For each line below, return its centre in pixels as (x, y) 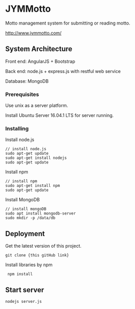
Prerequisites (22, 94)
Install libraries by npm (29, 265)
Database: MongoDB (27, 81)
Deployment (25, 234)
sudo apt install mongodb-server (41, 213)
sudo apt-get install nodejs (36, 158)
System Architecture (39, 49)
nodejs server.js (24, 301)
